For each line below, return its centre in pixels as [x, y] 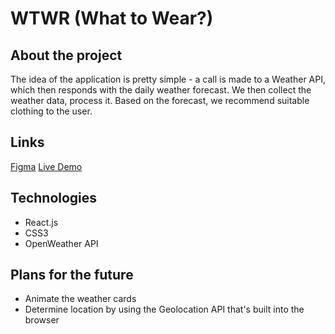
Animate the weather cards [80, 299]
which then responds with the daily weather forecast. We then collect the [161, 90]
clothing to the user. [51, 111]
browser [42, 320]
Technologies [54, 198]
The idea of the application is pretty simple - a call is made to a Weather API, [168, 79]
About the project [66, 55]
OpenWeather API [61, 243]
